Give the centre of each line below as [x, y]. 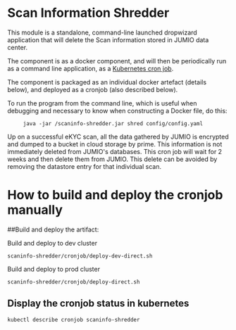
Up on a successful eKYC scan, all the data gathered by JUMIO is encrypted [118, 137]
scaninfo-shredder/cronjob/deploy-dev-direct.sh [80, 256]
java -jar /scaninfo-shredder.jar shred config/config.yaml [113, 123]
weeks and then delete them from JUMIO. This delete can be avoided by [112, 159]
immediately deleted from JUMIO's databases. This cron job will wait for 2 [115, 151]
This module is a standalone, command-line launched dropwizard [102, 32]
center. [18, 47]
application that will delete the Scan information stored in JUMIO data [108, 39]
